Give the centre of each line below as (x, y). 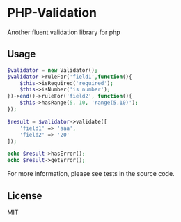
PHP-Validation (52, 13)
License (25, 196)
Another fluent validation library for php (64, 32)
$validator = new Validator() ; (53, 70)
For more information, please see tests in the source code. (91, 174)
